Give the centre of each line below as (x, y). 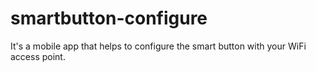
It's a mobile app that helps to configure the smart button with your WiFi (158, 46)
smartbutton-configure (109, 18)
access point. (38, 56)
